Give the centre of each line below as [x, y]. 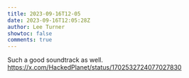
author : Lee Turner [36, 27]
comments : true [30, 40]
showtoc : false [30, 33]
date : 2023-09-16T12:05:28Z [49, 20]
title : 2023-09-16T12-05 [44, 14]
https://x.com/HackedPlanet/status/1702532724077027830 [94, 67]
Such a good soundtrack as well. [55, 60]
